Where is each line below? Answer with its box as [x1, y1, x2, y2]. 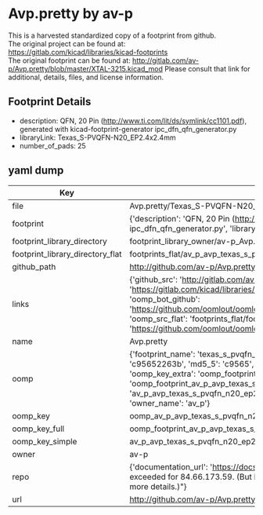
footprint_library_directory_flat [12, 248, 122, 259]
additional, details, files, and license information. [8, 72, 164, 82]
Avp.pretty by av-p [8, 5, 133, 23]
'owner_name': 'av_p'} [128, 397, 211, 408]
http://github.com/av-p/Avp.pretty [128, 494, 256, 505]
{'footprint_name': [128, 349, 196, 360]
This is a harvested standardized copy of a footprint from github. [8, 31, 217, 40]
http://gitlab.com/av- [131, 56, 200, 65]
